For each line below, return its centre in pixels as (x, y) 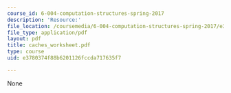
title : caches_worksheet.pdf (49, 45)
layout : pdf (24, 39)
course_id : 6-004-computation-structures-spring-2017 (86, 13)
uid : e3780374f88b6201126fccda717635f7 (64, 58)
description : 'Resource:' (44, 20)
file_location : (29, 26)
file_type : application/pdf (47, 32)
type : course (26, 52)
